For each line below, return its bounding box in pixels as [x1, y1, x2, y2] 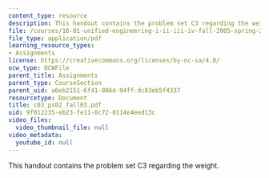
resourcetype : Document [8, 94, 88, 102]
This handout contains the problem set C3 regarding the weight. [8, 160, 220, 170]
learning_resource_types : [8, 42, 94, 50]
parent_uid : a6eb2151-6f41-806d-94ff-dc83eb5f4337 [8, 86, 181, 95]
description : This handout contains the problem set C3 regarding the [8, 19, 249, 27]
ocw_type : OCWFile [8, 64, 70, 72]
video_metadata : [8, 131, 62, 139]
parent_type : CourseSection [8, 79, 102, 87]
